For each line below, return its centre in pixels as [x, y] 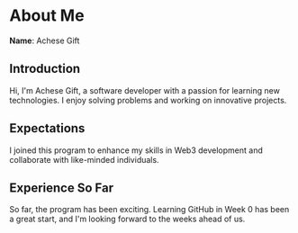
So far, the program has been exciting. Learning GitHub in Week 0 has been [149, 210]
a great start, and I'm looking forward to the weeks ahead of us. [127, 219]
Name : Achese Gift [45, 40]
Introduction [45, 69]
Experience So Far [62, 188]
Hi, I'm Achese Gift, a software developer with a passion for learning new [145, 90]
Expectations [47, 128]
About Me [47, 16]
